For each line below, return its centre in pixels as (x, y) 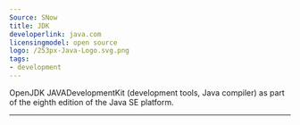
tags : (19, 59)
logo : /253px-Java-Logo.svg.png (69, 51)
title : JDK (29, 26)
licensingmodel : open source (63, 42)
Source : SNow (33, 17)
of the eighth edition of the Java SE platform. (92, 102)
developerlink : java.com (55, 34)
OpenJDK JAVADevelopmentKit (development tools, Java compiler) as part (147, 92)
